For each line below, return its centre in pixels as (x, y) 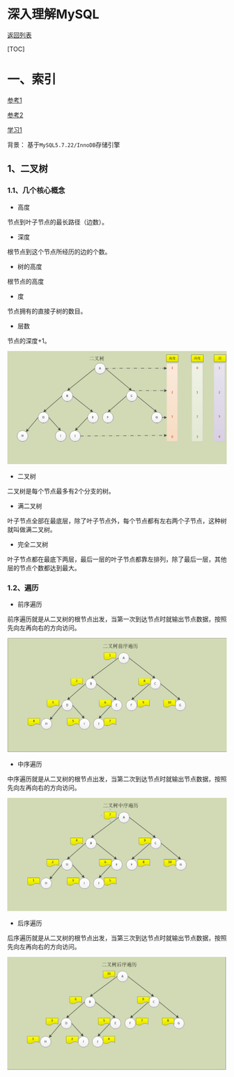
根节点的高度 (25, 281)
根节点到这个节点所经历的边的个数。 (59, 252)
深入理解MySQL (53, 14)
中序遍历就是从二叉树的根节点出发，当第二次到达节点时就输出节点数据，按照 (117, 779)
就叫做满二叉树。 (32, 529)
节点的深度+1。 (29, 340)
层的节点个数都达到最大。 (44, 568)
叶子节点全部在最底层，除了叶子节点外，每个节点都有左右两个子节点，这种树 (117, 521)
